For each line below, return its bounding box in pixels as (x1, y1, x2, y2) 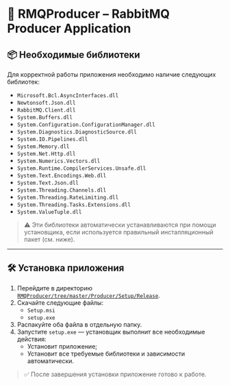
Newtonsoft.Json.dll (16, 99, 76, 106)
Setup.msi (27, 307, 56, 314)
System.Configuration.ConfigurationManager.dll (16, 121, 155, 128)
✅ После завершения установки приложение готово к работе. (23, 370, 207, 378)
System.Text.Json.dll (16, 179, 79, 186)
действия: (16, 335, 47, 343)
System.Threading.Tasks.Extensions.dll (16, 201, 131, 208)
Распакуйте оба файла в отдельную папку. (16, 320, 142, 328)
